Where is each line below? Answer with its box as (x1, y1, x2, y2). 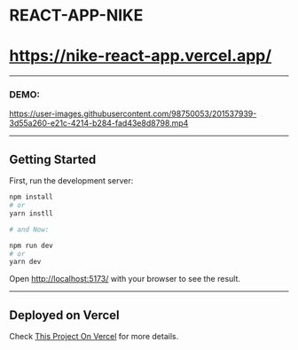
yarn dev (9, 258, 42, 267)
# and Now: (9, 225, 50, 234)
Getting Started (9, 152, 97, 167)
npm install (9, 192, 53, 202)
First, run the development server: (9, 175, 134, 186)
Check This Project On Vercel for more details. (9, 331, 179, 342)
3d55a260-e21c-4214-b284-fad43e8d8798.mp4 (9, 118, 189, 128)
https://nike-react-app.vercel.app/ (9, 46, 272, 66)
